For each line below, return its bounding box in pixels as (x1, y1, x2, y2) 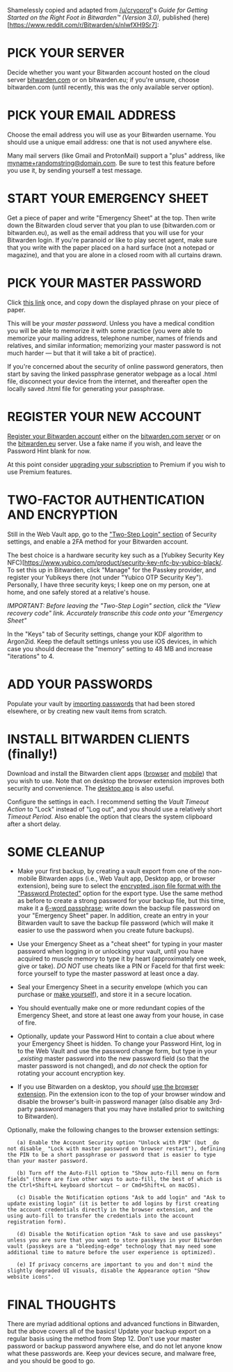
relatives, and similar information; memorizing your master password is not (7, 341, 221, 349)
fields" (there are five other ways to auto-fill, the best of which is (7, 1176, 223, 1183)
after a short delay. (7, 819, 61, 828)
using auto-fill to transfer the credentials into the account (7, 1212, 195, 1219)
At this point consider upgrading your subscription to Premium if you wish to (7, 460, 226, 468)
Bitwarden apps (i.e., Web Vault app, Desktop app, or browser (38, 874, 216, 883)
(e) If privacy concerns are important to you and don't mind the (16, 1261, 214, 1268)
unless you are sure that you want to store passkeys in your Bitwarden (7, 1237, 223, 1244)
